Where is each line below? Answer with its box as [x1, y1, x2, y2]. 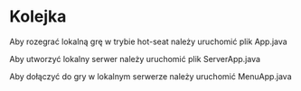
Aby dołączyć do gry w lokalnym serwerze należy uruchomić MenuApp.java [9, 70, 292, 82]
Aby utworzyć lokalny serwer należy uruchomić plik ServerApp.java [9, 53, 260, 64]
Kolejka [9, 6, 67, 27]
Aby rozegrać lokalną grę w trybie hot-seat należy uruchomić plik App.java [9, 36, 287, 47]
